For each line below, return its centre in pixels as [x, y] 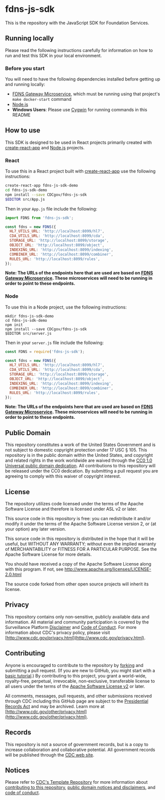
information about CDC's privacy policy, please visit [58, 632]
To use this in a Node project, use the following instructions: [66, 307]
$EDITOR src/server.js [28, 333]
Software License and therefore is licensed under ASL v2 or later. [71, 509]
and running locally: [25, 85]
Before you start [25, 68]
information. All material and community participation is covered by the [77, 622]
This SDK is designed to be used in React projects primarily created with [78, 142]
